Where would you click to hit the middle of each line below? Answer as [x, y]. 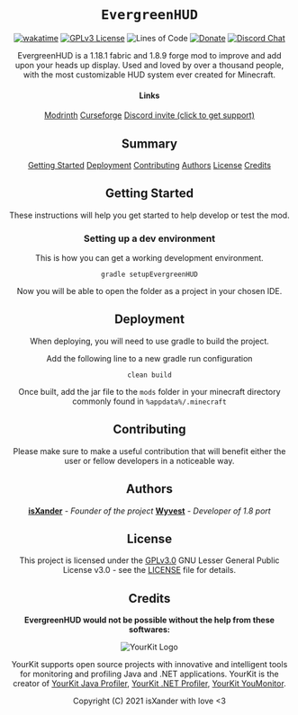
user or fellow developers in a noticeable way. [149, 460]
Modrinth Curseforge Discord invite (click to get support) [149, 115]
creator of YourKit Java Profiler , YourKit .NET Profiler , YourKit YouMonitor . [149, 684]
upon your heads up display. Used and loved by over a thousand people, [149, 65]
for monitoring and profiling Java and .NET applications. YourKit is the [149, 674]
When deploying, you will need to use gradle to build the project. [149, 341]
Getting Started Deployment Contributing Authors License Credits [149, 165]
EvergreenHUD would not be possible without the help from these [149, 620]
